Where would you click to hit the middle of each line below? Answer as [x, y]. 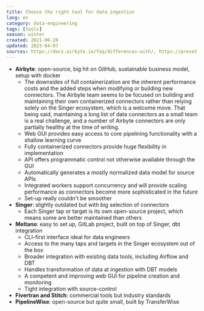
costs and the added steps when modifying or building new [99, 88]
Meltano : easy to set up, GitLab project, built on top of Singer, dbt [98, 224]
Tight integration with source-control [70, 288]
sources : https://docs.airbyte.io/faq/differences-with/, [81, 52]
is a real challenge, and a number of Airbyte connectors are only [105, 121]
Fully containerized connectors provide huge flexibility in [95, 146]
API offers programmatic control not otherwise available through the [110, 159]
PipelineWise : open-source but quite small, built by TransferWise [97, 301]
